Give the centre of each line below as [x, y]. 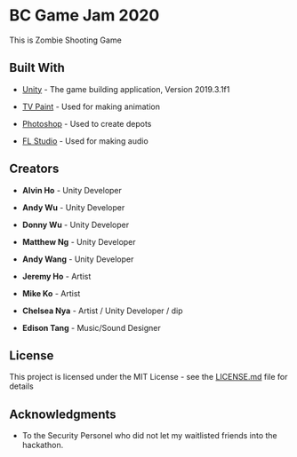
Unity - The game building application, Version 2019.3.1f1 [126, 89]
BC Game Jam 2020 [84, 16]
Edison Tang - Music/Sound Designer [92, 327]
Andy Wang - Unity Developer [78, 259]
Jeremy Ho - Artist [56, 276]
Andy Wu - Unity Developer [73, 207]
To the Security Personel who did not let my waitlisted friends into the [149, 436]
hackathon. [43, 445]
